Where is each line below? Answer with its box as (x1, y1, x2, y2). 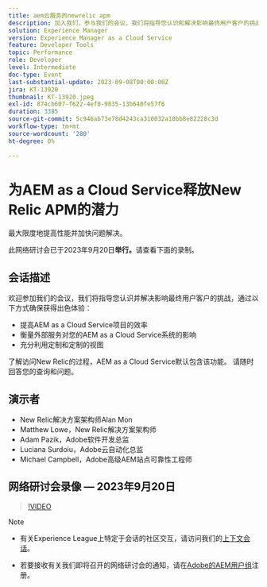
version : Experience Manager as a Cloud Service (8, 33, 172, 42)
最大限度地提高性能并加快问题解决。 (8, 228, 127, 238)
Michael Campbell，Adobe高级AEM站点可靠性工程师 (19, 454, 192, 465)
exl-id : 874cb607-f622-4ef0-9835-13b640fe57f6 (8, 100, 165, 108)
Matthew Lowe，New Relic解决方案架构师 (19, 425, 157, 434)
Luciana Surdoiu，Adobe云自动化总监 (19, 445, 144, 454)
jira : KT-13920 (8, 85, 59, 94)
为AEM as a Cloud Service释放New (8, 180, 242, 199)
